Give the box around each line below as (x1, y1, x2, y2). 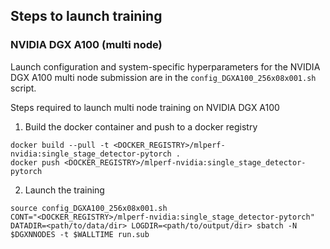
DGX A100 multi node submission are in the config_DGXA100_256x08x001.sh (10, 71, 317, 83)
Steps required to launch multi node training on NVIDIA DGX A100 (10, 101, 280, 113)
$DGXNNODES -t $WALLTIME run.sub (10, 229, 150, 239)
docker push (10, 157, 60, 168)
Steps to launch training (10, 8, 163, 25)
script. (10, 82, 37, 94)
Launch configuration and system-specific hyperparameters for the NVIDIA (10, 60, 321, 73)
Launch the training (24, 184, 105, 196)
